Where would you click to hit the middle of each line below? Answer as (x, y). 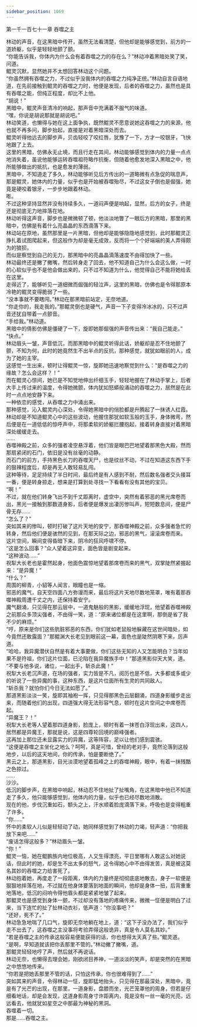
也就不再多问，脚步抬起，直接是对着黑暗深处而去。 (68, 129)
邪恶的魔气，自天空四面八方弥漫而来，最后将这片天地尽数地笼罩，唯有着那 (96, 592)
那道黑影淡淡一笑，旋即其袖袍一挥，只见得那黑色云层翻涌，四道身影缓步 (93, 695)
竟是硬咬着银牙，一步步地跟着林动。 (50, 188)
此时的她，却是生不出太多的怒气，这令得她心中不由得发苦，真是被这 (103, 863)
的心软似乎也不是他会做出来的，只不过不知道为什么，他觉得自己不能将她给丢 (98, 270)
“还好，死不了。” (25, 915)
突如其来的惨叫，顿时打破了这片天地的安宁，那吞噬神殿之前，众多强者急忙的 (98, 526)
